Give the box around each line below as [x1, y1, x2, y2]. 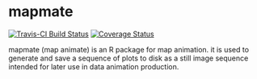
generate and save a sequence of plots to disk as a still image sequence [8, 53, 249, 63]
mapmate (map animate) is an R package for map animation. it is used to [8, 44, 249, 54]
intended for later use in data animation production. [8, 61, 179, 71]
